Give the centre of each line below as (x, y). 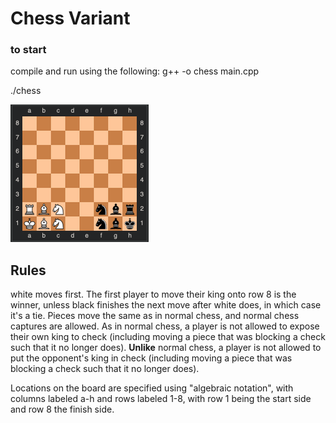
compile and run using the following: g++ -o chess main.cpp (135, 71)
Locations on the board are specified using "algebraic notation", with (152, 388)
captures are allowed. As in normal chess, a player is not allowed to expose (165, 326)
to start (28, 50)
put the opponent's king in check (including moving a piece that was (151, 358)
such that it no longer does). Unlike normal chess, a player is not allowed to (166, 348)
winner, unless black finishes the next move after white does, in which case (166, 305)
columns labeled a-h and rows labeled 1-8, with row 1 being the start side (161, 399)
